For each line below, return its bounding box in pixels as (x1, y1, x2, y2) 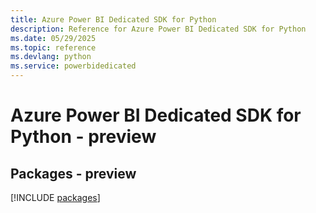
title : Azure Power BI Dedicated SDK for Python (10, 14, 217, 25)
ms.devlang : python (10, 52, 92, 62)
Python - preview (10, 126, 157, 148)
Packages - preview (10, 165, 137, 182)
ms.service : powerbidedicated (10, 61, 137, 71)
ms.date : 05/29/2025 (10, 33, 97, 43)
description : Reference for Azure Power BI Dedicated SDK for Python (10, 24, 307, 34)
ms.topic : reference (10, 42, 97, 53)
